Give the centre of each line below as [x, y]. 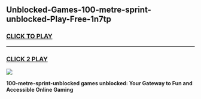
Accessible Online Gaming [40, 89]
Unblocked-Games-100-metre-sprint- [79, 10]
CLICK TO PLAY [29, 37]
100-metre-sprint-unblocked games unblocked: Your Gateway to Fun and [99, 83]
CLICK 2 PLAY [27, 59]
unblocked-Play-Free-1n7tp [59, 19]
